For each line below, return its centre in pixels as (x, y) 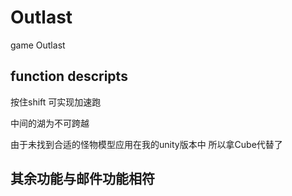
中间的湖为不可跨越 (50, 123)
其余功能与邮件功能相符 (82, 179)
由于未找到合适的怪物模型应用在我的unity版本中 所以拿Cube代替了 (146, 144)
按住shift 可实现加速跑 (56, 102)
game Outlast (38, 45)
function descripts (69, 76)
